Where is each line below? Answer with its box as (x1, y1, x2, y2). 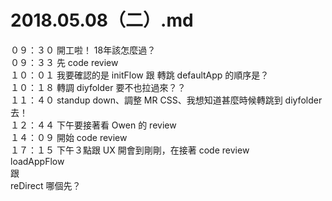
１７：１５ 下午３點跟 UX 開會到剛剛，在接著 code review (10, 144, 250, 156)
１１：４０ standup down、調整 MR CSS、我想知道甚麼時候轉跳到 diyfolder (10, 94, 323, 106)
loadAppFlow (10, 155, 65, 167)
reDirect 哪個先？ (10, 179, 82, 191)
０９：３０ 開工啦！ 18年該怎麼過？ (10, 44, 157, 56)
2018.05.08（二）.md (10, 9, 194, 32)
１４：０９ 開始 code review (10, 131, 128, 143)
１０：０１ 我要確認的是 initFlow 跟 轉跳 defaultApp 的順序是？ (10, 69, 270, 81)
